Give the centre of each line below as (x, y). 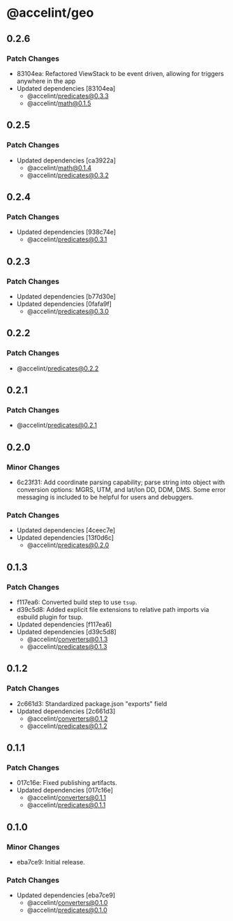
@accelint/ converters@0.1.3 (67, 639)
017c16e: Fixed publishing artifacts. (67, 783)
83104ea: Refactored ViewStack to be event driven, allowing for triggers (120, 73)
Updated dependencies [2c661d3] (66, 711)
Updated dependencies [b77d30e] (66, 296)
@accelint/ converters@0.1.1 (66, 798)
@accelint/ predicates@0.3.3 (68, 96)
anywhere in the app (46, 81)
